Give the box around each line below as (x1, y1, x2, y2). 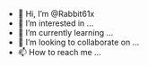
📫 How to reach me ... (17, 47, 101, 57)
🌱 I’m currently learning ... (17, 28, 114, 37)
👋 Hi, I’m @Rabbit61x (17, 9, 95, 19)
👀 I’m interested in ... (17, 18, 94, 29)
